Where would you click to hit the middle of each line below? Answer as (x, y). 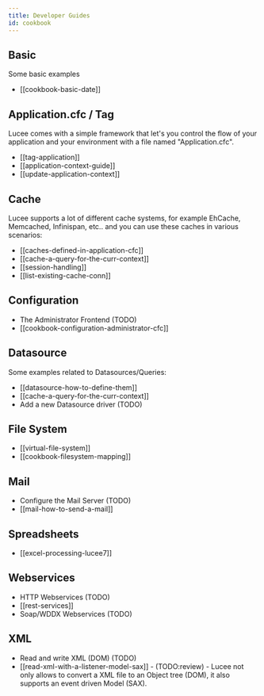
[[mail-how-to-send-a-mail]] (66, 509)
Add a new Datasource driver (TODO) (81, 404)
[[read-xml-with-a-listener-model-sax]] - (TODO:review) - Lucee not (132, 666)
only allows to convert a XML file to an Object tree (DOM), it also (124, 675)
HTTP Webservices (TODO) (65, 597)
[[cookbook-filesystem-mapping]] (75, 457)
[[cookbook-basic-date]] (60, 90)
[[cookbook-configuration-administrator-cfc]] (94, 328)
